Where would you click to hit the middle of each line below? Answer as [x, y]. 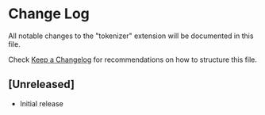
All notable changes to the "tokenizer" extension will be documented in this [131, 36]
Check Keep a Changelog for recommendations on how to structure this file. [133, 59]
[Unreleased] [42, 84]
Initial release [41, 103]
